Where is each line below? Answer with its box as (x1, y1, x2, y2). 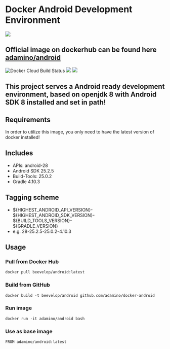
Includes (5, 149, 33, 158)
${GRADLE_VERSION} (12, 223, 58, 229)
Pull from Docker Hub (5, 258, 59, 265)
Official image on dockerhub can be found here (5, 46, 157, 54)
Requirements (5, 115, 51, 124)
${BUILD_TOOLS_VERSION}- (12, 217, 72, 224)
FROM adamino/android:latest (5, 339, 67, 344)
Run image (5, 304, 32, 311)
